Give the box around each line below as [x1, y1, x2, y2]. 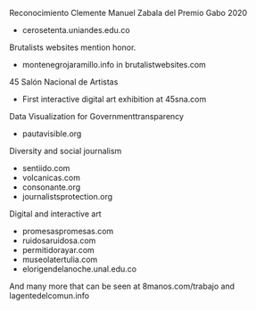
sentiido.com [21, 163, 70, 173]
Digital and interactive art [9, 208, 102, 219]
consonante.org [21, 182, 81, 192]
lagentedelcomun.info [9, 290, 90, 301]
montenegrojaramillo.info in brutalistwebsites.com [21, 60, 207, 69]
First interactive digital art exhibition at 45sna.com [21, 94, 207, 104]
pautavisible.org [21, 128, 82, 139]
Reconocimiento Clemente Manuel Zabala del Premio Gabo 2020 [9, 8, 248, 18]
